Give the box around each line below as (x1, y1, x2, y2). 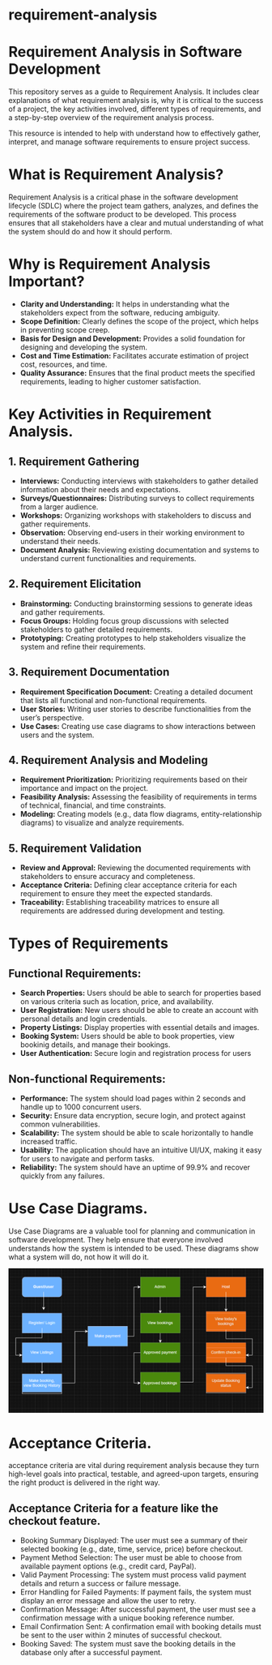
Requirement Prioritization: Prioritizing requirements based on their (19, 775, 249, 784)
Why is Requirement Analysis (8, 255, 211, 273)
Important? (8, 272, 85, 291)
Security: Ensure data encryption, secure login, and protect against (19, 1111, 246, 1121)
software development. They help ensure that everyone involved (8, 1235, 224, 1244)
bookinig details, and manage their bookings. (19, 1040, 171, 1049)
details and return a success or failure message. (19, 1579, 181, 1589)
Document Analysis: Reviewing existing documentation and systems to (19, 545, 260, 555)
